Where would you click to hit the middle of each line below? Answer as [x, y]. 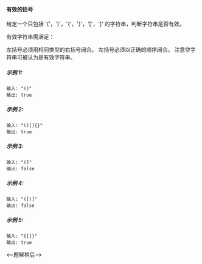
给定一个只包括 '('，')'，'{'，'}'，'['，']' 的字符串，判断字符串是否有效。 [96, 24]
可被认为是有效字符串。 [46, 57]
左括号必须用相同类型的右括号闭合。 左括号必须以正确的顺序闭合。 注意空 [98, 50]
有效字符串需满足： [30, 37]
